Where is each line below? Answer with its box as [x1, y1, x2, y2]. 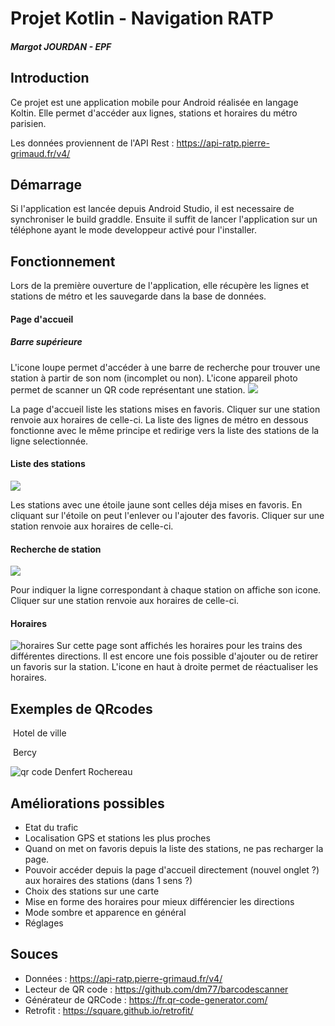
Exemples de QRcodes [10, 700, 153, 717]
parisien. [10, 117, 47, 129]
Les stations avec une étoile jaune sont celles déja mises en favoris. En [10, 498, 303, 511]
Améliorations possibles [10, 795, 165, 812]
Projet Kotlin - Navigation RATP [10, 7, 274, 30]
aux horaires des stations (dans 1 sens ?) [24, 875, 193, 887]
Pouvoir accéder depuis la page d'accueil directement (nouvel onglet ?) [24, 864, 320, 876]
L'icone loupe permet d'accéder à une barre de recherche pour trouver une [10, 361, 321, 373]
